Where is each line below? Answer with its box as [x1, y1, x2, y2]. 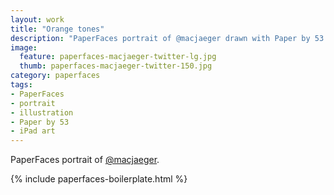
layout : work [10, 14, 65, 25]
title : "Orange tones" [10, 24, 105, 34]
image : [10, 42, 38, 53]
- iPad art [10, 126, 56, 136]
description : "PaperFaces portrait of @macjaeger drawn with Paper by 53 [10, 33, 325, 43]
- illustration [10, 107, 74, 118]
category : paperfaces [10, 71, 101, 81]
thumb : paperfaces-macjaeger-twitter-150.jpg [19, 61, 213, 71]
